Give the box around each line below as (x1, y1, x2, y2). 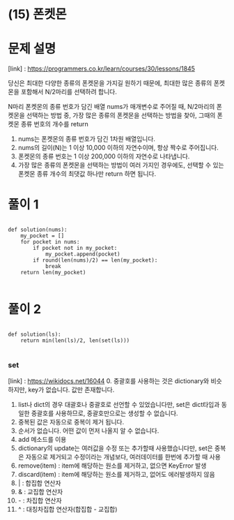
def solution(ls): (8, 331, 61, 338)
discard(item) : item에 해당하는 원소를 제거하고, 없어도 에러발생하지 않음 (17, 470, 215, 479)
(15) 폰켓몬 (8, 6, 67, 22)
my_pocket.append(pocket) (45, 251, 120, 258)
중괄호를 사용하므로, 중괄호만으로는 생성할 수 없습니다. (31, 409, 178, 417)
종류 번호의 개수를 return (20, 120, 89, 128)
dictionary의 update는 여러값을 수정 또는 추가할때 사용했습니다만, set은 (17, 444, 213, 452)
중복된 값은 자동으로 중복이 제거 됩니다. (17, 418, 125, 426)
